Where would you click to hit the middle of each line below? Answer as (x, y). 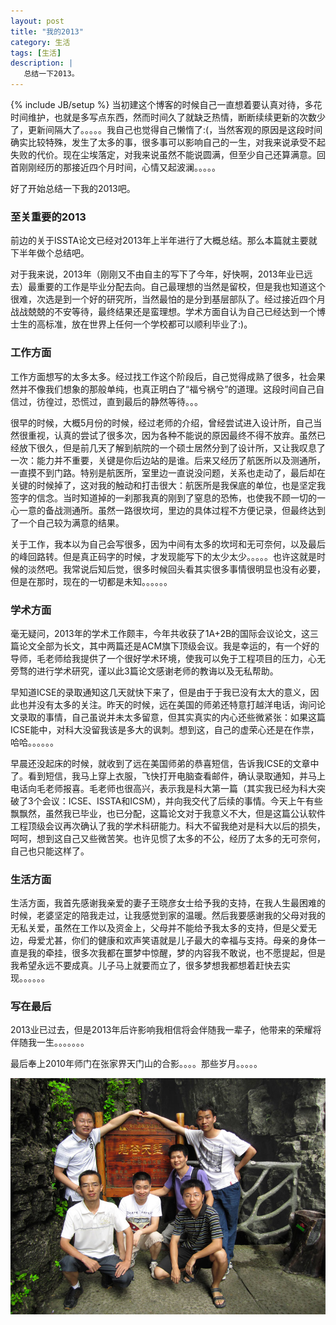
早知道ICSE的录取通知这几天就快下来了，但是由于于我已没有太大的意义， (160, 692)
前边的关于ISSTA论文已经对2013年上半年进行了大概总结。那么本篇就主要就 (164, 241)
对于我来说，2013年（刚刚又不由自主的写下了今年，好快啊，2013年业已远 (161, 274)
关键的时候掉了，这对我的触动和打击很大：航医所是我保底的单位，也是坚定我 (168, 485)
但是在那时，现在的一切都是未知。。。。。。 (91, 581)
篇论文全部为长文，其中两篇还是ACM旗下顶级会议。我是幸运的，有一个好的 (165, 646)
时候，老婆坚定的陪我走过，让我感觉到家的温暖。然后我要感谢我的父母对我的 (168, 916)
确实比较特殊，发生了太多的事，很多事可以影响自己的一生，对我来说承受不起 (168, 142)
